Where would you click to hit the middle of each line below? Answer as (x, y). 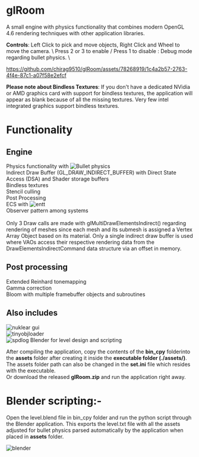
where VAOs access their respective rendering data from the (80, 242)
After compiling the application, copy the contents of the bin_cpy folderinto (98, 352)
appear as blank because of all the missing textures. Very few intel (88, 100)
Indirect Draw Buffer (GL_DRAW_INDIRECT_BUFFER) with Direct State (91, 172)
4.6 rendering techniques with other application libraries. (76, 33)
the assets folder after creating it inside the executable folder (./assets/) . (97, 357)
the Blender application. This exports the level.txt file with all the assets (93, 424)
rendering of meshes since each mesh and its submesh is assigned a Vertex (99, 229)
